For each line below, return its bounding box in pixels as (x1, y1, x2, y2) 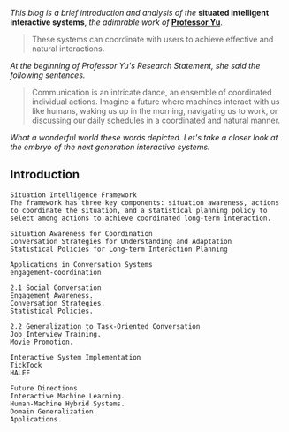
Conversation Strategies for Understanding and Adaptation (10, 237, 232, 246)
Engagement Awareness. (10, 291, 94, 299)
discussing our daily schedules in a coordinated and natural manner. (31, 115, 281, 125)
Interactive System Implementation (10, 352, 141, 361)
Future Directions (10, 383, 78, 392)
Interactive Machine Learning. (10, 391, 125, 400)
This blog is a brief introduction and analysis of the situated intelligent (10, 8, 270, 18)
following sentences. (10, 70, 86, 80)
